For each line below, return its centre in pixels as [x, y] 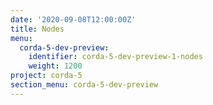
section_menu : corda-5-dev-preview [84, 85]
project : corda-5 [46, 76]
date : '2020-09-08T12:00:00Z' [73, 19]
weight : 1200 [55, 66]
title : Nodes [37, 29]
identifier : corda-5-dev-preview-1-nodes [115, 57]
